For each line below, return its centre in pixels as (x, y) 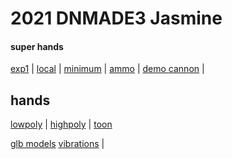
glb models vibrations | (57, 144)
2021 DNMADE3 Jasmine (116, 18)
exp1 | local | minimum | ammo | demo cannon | (107, 69)
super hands (37, 46)
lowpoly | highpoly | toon (61, 124)
